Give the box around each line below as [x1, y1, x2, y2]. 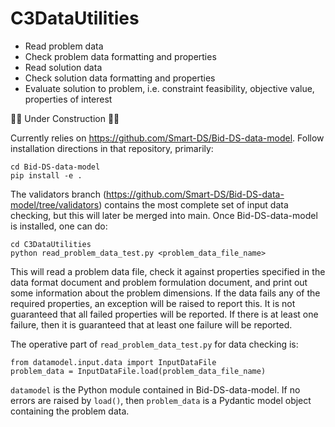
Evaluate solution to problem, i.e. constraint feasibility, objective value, [24, 82, 315, 94]
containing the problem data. [10, 405, 130, 417]
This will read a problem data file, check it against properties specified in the [10, 265, 326, 277]
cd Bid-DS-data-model [10, 162, 101, 172]
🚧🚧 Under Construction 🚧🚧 [10, 112, 120, 124]
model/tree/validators [10, 198, 100, 211]
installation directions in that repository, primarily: [10, 142, 214, 154]
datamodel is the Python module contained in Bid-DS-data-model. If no [10, 383, 301, 396]
